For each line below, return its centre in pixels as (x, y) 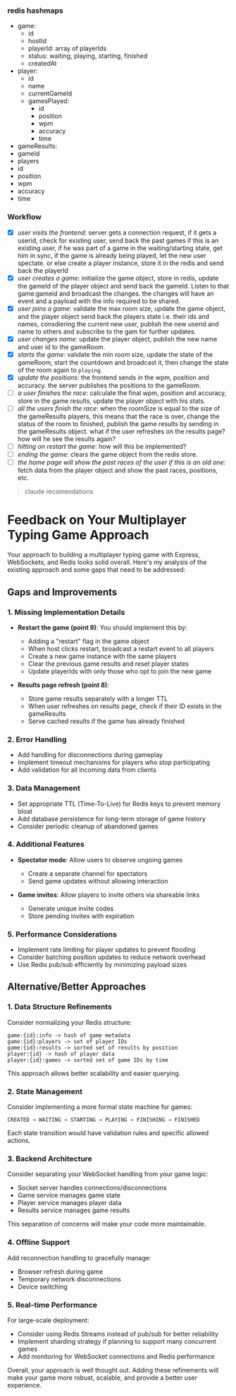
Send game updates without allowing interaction (98, 881)
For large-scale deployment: (48, 1320)
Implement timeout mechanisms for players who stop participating (113, 763)
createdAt (42, 64)
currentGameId (50, 93)
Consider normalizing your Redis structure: (69, 1022)
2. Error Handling (37, 739)
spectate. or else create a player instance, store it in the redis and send (120, 263)
